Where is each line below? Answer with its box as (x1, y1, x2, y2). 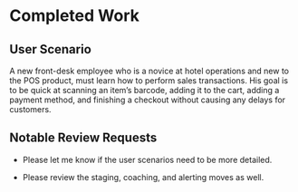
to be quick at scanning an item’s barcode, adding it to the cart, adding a (9, 85, 280, 95)
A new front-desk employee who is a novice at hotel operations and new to (9, 65, 290, 76)
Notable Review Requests (9, 130, 158, 146)
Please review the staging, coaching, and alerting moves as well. (22, 171, 264, 182)
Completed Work (9, 5, 140, 26)
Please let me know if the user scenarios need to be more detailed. (22, 154, 273, 165)
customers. (9, 104, 52, 114)
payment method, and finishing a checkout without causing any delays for (9, 94, 286, 105)
